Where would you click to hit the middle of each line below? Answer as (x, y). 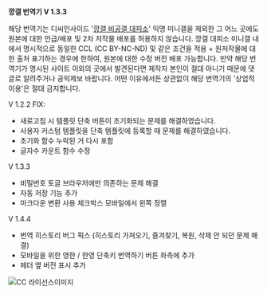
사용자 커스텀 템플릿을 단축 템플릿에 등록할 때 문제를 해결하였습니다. (125, 131)
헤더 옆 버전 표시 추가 (53, 265)
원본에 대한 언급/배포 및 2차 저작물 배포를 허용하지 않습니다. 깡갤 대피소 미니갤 (130, 39)
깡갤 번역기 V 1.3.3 (38, 12)
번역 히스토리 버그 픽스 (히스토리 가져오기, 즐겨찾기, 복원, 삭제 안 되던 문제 (134, 235)
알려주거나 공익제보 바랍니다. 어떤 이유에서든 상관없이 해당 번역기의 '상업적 (139, 78)
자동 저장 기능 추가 (49, 193)
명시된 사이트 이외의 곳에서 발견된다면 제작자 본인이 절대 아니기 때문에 (138, 69)
